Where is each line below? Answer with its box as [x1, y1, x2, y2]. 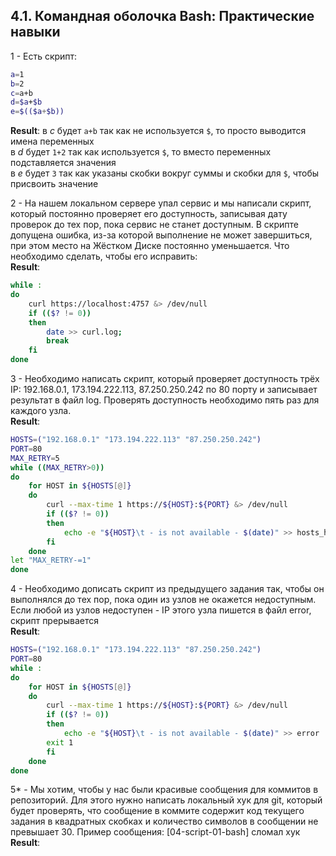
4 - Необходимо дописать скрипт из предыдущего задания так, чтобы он [10, 583, 325, 595]
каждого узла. [10, 405, 72, 417]
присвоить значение [10, 178, 99, 190]
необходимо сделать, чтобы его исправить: [10, 250, 198, 263]
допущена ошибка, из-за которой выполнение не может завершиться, [10, 229, 313, 241]
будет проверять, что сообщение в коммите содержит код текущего [10, 805, 305, 817]
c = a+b [10, 88, 33, 98]
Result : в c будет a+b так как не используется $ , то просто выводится [10, 125, 307, 137]
